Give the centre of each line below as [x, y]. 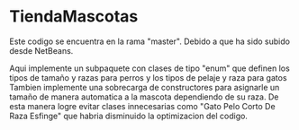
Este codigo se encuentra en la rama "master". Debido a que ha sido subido [150, 41]
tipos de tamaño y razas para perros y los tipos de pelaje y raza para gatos [148, 77]
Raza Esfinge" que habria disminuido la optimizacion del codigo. [128, 116]
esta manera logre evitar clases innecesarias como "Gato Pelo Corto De [143, 106]
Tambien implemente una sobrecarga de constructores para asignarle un [145, 87]
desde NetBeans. [41, 50]
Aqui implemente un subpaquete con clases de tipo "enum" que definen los [149, 68]
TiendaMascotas [74, 17]
